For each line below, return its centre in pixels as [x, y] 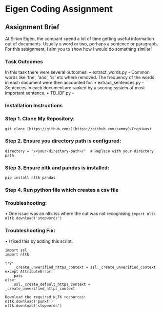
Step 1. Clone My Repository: [40, 119]
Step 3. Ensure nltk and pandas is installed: [57, 168]
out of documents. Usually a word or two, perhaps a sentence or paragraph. [81, 44]
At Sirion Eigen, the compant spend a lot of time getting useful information [80, 39]
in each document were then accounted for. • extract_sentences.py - [74, 83]
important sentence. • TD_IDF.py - [40, 93]
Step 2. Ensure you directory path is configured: [63, 141]
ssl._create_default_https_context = [52, 284]
